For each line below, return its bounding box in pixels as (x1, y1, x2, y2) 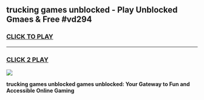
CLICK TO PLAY (6, 33, 53, 41)
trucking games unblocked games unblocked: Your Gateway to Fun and (6, 80, 190, 87)
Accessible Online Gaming (6, 87, 75, 94)
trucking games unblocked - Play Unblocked (6, 5, 178, 15)
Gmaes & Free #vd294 (6, 15, 92, 25)
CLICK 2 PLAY (6, 55, 49, 64)
